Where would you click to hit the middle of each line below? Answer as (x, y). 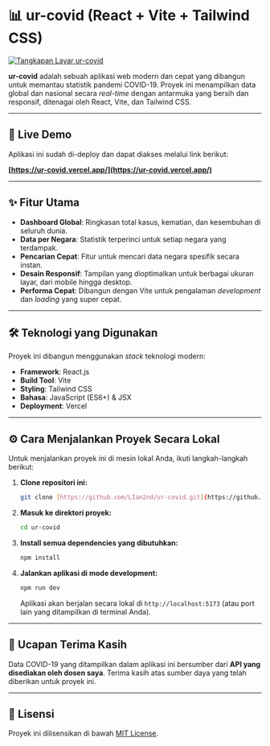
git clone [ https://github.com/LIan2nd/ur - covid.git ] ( (114, 497)
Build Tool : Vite (45, 380)
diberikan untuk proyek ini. (52, 681)
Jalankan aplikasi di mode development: (89, 573)
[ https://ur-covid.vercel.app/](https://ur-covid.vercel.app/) (110, 169)
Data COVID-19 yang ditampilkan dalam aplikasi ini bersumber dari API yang (135, 664)
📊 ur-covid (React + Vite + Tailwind (129, 16)
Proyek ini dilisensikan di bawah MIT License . (84, 733)
